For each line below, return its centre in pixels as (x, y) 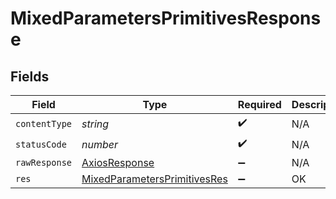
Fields (30, 76)
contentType (44, 123)
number (100, 144)
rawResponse (44, 162)
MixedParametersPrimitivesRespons (166, 18)
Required (259, 104)
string (95, 124)
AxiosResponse (118, 162)
